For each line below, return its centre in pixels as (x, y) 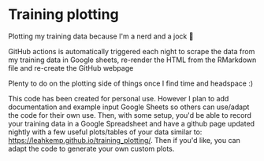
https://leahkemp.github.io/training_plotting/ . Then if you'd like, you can (124, 140)
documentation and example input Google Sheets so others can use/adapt (129, 107)
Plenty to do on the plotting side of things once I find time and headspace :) (131, 83)
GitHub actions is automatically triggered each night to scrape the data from (132, 51)
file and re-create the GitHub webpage (71, 68)
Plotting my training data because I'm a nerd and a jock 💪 (101, 36)
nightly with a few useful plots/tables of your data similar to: (105, 132)
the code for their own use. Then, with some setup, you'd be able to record (130, 115)
